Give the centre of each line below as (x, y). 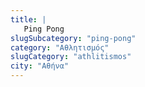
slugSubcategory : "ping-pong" (73, 38)
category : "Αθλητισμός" (60, 47)
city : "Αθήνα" (40, 66)
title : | (28, 19)
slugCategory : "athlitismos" (71, 57)
